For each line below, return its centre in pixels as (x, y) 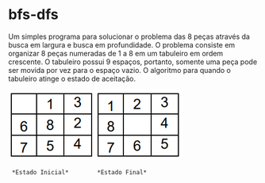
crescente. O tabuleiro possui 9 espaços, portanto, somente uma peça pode (133, 62)
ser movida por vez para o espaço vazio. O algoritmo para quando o (120, 70)
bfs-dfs (34, 15)
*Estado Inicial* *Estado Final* (79, 172)
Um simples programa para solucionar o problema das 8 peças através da (129, 36)
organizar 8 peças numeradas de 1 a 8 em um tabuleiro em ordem (116, 53)
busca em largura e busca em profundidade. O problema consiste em (122, 44)
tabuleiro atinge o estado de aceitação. (72, 78)
